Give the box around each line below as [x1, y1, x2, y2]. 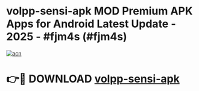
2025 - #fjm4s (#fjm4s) [6, 30, 128, 43]
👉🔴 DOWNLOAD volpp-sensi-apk [6, 72, 180, 86]
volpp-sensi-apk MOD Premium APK [6, 4, 193, 18]
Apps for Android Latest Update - [6, 17, 176, 31]
